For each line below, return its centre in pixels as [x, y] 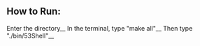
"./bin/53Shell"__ [30, 36]
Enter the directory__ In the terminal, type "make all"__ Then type [100, 28]
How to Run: [34, 11]
